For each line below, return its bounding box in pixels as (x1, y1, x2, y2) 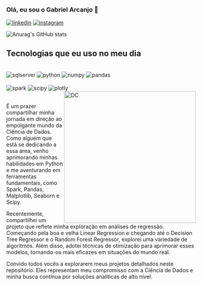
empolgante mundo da (6, 122, 63, 129)
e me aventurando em (6, 167, 61, 174)
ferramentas (6, 173, 37, 180)
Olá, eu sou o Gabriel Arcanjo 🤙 (6, 5, 99, 14)
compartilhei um (6, 217, 47, 224)
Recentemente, (6, 210, 44, 217)
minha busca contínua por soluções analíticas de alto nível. (6, 273, 153, 281)
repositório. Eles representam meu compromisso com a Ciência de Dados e (6, 267, 194, 274)
